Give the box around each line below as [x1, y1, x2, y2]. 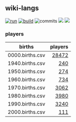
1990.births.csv [7, 100, 45, 107]
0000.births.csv [7, 52, 45, 59]
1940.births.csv [7, 60, 45, 67]
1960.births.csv [7, 76, 45, 83]
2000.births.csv [7, 108, 45, 115]
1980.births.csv [7, 92, 45, 99]
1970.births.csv [7, 84, 45, 91]
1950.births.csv [7, 68, 45, 75]
